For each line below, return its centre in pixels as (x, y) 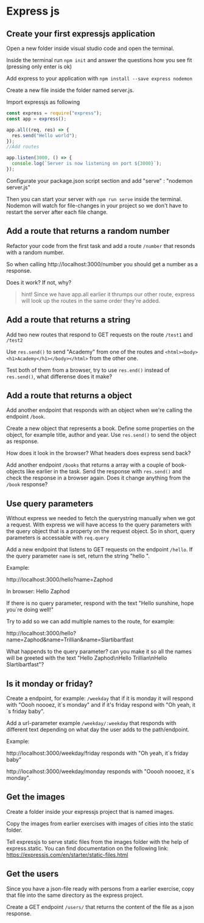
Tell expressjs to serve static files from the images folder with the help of (97, 841)
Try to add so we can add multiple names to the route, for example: (90, 621)
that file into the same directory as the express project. (75, 895)
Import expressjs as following (43, 102)
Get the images (36, 797)
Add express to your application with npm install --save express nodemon (100, 78)
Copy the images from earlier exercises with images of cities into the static (100, 823)
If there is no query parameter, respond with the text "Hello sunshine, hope (100, 603)
